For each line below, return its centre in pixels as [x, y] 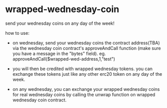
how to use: [17, 33]
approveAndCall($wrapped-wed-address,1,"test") [64, 59]
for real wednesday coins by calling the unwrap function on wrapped [84, 94]
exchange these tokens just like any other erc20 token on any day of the [87, 74]
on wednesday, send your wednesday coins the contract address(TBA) [86, 43]
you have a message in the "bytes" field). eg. [59, 53]
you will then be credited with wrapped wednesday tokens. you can [82, 69]
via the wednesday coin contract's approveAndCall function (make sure [87, 48]
